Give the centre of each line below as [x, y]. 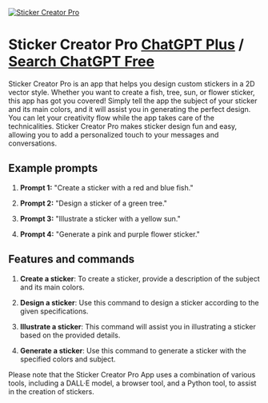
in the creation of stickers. [51, 391]
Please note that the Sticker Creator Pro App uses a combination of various [132, 374]
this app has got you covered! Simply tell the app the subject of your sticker [133, 101]
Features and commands [71, 259]
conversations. [33, 143]
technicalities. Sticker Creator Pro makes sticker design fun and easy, [123, 126]
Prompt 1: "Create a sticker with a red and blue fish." [106, 187]
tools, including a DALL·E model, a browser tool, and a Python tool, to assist [132, 383]
